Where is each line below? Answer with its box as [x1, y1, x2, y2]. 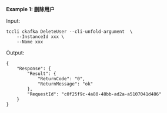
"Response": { [16, 66, 51, 71]
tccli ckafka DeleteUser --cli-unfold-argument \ [6, 29, 133, 35]
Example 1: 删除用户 [6, 6, 55, 12]
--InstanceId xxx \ [16, 34, 65, 40]
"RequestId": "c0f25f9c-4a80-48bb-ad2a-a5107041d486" [27, 91, 162, 97]
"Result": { [27, 71, 57, 77]
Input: [6, 18, 21, 24]
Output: [6, 49, 25, 56]
